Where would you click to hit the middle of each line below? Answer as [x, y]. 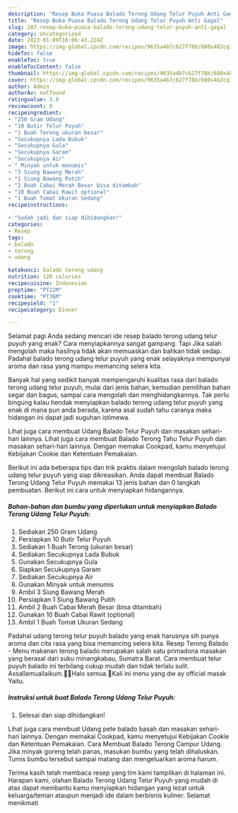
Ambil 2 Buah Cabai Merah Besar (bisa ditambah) [90, 607]
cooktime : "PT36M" [35, 296]
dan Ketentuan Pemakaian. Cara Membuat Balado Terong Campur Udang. [115, 744]
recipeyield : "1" [34, 303]
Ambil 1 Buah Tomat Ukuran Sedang [70, 622]
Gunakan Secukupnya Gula [58, 562]
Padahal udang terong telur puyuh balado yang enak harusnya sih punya [114, 636]
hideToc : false [30, 54]
